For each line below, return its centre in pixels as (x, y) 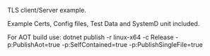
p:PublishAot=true (34, 44)
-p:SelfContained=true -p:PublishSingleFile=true (132, 44)
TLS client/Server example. (47, 10)
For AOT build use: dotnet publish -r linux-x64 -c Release (91, 37)
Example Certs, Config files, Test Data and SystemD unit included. (104, 23)
